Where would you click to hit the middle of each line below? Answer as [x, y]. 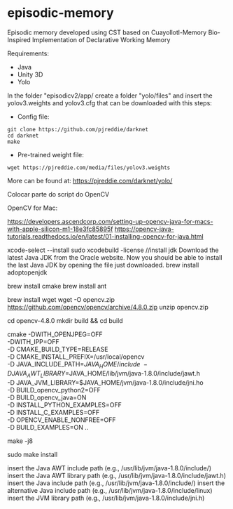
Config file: [33, 117]
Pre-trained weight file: [50, 154]
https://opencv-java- [144, 229]
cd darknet [23, 135]
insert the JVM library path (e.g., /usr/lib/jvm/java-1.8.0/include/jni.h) [106, 498]
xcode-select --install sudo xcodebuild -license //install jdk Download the [113, 250]
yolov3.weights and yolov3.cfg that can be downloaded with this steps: [110, 103]
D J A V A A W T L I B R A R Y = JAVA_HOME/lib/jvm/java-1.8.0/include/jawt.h [104, 374]
